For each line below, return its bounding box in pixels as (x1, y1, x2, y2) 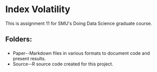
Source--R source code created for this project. (12, 61, 114, 67)
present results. (12, 56, 46, 62)
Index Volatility (5, 4, 71, 15)
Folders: (5, 35, 32, 44)
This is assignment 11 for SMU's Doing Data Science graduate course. (5, 20, 152, 26)
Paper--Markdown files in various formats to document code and (12, 50, 150, 56)
